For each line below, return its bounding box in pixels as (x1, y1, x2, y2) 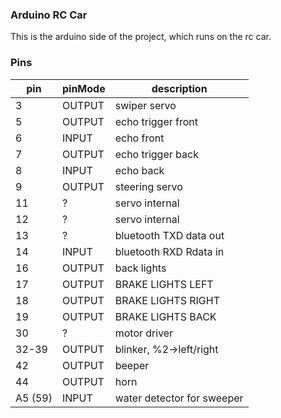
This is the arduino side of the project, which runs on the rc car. (10, 31, 272, 43)
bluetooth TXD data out (114, 228, 225, 242)
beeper (114, 358, 150, 372)
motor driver (114, 326, 174, 340)
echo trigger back (114, 147, 199, 161)
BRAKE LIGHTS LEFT (114, 277, 214, 291)
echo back (114, 163, 165, 177)
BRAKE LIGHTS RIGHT (114, 293, 220, 307)
